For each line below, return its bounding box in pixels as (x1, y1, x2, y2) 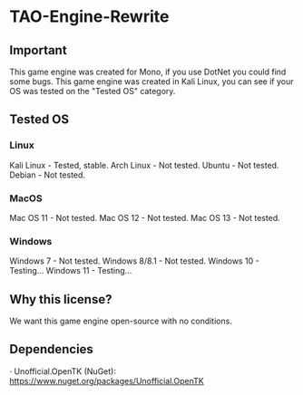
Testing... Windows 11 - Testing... (9, 265, 132, 276)
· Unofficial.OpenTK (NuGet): (9, 365, 116, 377)
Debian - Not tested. (9, 169, 86, 180)
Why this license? (9, 292, 112, 307)
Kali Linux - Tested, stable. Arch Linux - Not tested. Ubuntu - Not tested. (9, 159, 279, 170)
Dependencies (9, 342, 93, 357)
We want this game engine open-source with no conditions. (9, 315, 233, 327)
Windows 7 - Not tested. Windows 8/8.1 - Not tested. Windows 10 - (9, 255, 260, 266)
